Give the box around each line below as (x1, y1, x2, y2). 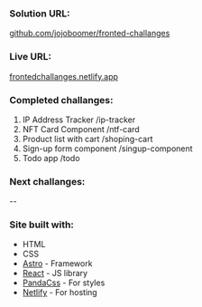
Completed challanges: (9, 93, 114, 106)
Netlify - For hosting (22, 287, 97, 298)
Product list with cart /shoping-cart (22, 133, 153, 144)
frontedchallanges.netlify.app (9, 71, 119, 82)
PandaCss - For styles (22, 277, 106, 288)
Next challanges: (9, 175, 86, 187)
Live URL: (9, 51, 52, 63)
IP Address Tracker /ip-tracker (22, 114, 136, 125)
